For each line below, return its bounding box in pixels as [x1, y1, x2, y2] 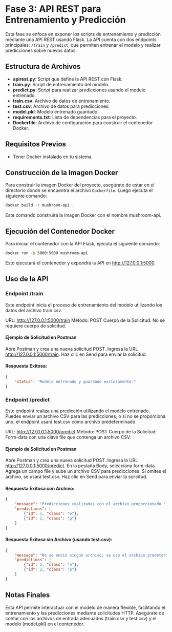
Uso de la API [5, 275, 49, 283]
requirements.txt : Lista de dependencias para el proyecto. [12, 114, 137, 120]
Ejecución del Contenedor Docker [5, 227, 115, 236]
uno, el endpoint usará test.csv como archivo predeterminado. [5, 418, 137, 425]
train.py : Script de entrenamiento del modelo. [12, 81, 110, 87]
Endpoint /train [5, 290, 44, 297]
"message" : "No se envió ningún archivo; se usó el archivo [14, 552, 145, 558]
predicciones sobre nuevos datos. [5, 47, 77, 53]
